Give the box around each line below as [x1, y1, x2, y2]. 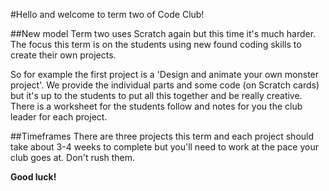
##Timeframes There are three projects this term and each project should [10, 130, 315, 142]
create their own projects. [10, 49, 117, 61]
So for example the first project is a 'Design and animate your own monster [10, 69, 320, 80]
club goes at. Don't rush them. [10, 152, 136, 163]
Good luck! [10, 171, 57, 183]
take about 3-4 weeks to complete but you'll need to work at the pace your [10, 141, 319, 153]
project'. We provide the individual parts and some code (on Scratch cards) [10, 79, 320, 91]
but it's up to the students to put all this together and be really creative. [10, 90, 303, 101]
